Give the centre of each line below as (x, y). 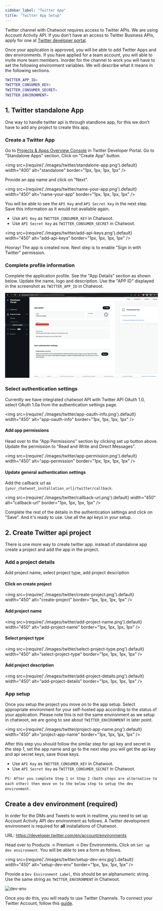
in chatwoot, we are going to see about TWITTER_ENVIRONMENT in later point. (79, 720)
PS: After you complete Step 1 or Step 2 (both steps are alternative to (81, 779)
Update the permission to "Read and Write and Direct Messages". (70, 446)
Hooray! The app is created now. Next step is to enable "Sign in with (73, 248)
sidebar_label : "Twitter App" (36, 10)
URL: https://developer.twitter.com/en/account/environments (66, 836)
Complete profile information (40, 265)
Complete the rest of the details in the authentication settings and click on (79, 512)
